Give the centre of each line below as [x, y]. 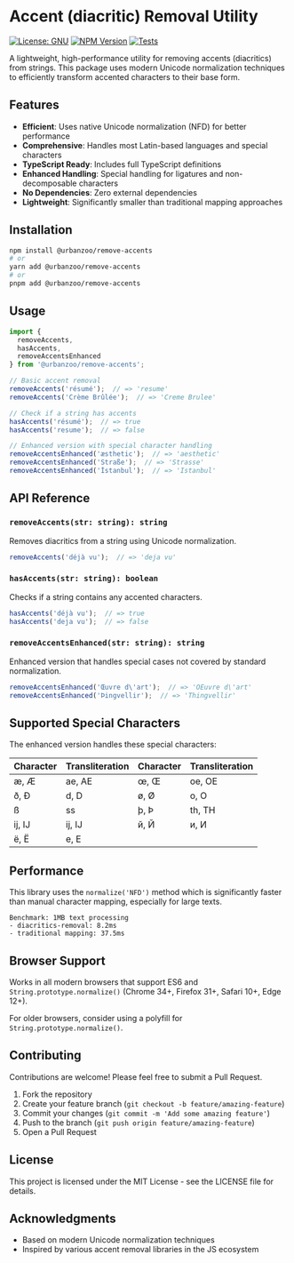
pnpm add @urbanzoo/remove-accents [75, 284]
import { [25, 332]
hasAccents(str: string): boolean [83, 579]
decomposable [49, 183]
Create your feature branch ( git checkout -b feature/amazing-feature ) [153, 1103]
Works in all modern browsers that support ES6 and [103, 982]
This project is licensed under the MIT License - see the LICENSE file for [141, 1181]
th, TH [203, 811]
